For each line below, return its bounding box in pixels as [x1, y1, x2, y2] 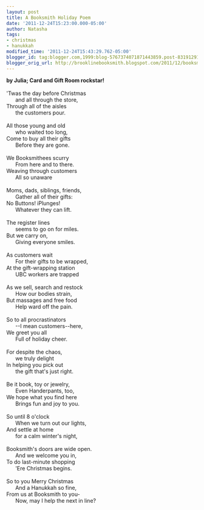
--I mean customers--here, [15, 322, 83, 329]
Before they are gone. [15, 141, 70, 148]
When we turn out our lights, [15, 419, 87, 427]
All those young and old [6, 122, 66, 129]
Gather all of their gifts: [15, 193, 73, 200]
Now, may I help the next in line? [15, 497, 96, 504]
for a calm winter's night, [15, 432, 78, 439]
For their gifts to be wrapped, [15, 257, 88, 265]
